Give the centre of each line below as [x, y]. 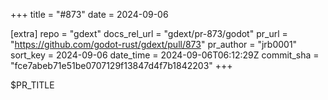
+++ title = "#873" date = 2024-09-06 [89, 14]
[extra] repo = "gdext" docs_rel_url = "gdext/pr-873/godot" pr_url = [149, 33]
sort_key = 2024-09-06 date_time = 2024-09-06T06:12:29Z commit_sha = [165, 55]
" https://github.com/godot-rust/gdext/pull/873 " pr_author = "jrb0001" [154, 44]
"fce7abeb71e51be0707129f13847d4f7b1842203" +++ [121, 65]
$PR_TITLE [32, 85]
